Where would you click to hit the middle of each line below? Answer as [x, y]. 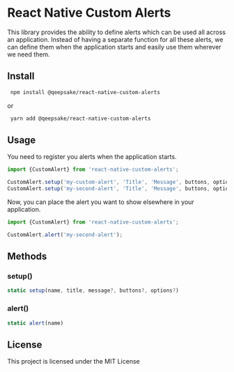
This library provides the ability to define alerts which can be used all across [117, 32]
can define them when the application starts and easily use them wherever [114, 47]
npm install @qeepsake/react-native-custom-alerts [85, 92]
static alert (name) [36, 323]
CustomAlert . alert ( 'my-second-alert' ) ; [65, 235]
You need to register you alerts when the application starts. [92, 157]
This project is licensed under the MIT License [74, 362]
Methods [27, 257]
